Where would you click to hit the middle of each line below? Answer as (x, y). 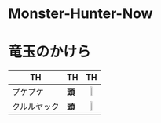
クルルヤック (36, 107)
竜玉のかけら (50, 52)
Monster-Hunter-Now (80, 14)
